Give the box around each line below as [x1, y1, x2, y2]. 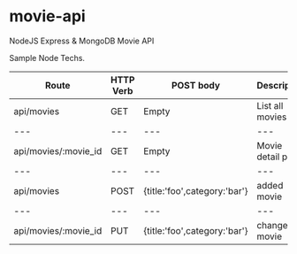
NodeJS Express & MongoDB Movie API [9, 35, 155, 46]
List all [255, 99, 284, 112]
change [255, 219, 289, 231]
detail [255, 150, 280, 163]
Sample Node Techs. [9, 52, 86, 63]
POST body [171, 79, 221, 91]
